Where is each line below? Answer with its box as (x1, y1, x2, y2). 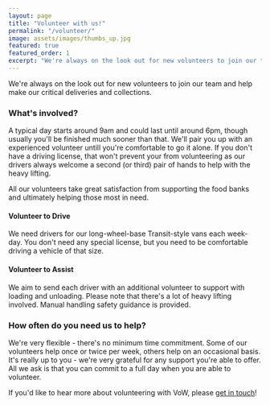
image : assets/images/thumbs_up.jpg (8, 34, 131, 43)
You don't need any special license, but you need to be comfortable (23, 238, 248, 247)
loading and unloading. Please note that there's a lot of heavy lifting (8, 291, 232, 300)
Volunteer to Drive (8, 211, 71, 221)
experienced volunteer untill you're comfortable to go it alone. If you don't (8, 143, 253, 153)
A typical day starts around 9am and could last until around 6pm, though (8, 126, 248, 135)
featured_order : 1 (8, 49, 70, 57)
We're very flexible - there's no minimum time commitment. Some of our (8, 337, 247, 347)
